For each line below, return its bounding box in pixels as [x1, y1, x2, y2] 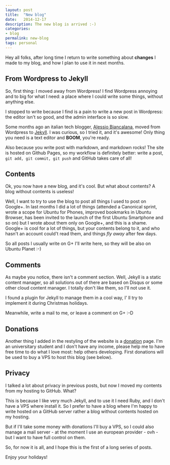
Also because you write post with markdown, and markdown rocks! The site [5, 144, 164, 150]
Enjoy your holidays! [5, 454, 48, 460]
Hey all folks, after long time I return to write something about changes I [5, 54, 156, 60]
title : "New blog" [5, 12, 47, 17]
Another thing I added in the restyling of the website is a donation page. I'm [5, 338, 163, 344]
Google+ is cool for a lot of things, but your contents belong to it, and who [5, 225, 160, 231]
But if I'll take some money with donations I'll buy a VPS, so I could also [5, 423, 154, 430]
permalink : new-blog [5, 36, 49, 41]
